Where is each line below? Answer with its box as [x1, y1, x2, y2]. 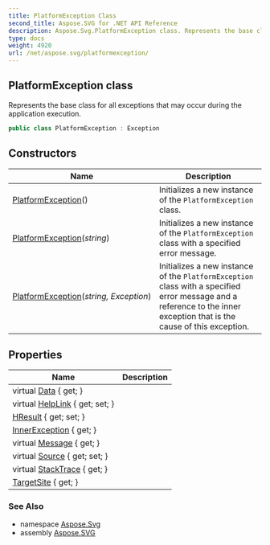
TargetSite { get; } [12, 477, 79, 488]
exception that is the [159, 310, 236, 322]
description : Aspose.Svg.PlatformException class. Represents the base [8, 27, 253, 35]
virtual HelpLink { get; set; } [12, 399, 115, 410]
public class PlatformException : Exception [8, 124, 160, 133]
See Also [8, 501, 44, 512]
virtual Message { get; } [12, 437, 100, 449]
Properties [8, 347, 63, 362]
